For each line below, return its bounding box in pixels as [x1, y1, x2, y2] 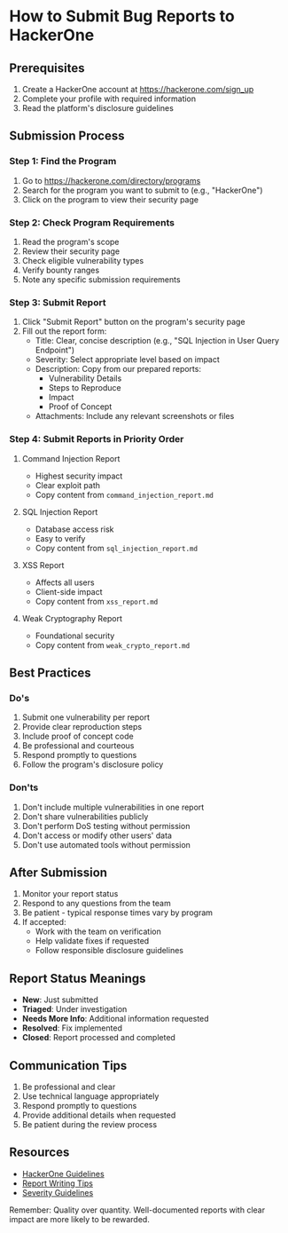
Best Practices [9, 665, 91, 680]
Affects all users [35, 577, 95, 588]
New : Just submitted [21, 994, 99, 1005]
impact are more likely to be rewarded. [9, 1213, 151, 1224]
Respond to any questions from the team [21, 898, 171, 909]
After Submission [9, 865, 108, 880]
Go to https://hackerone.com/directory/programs [21, 175, 201, 186]
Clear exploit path [35, 479, 100, 490]
